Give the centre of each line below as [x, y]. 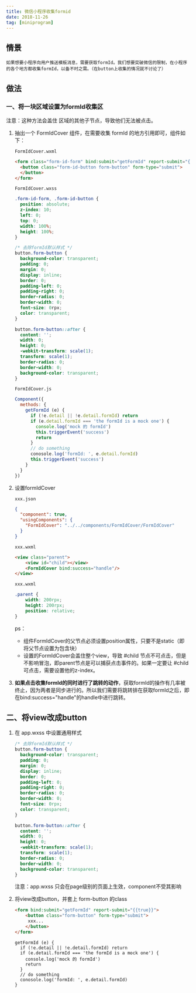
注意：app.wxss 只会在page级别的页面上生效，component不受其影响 [98, 887]
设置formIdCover [35, 487]
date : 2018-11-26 [27, 17]
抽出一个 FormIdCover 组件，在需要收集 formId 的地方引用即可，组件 [97, 133]
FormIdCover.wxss [36, 188]
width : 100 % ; [36, 226]
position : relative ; [50, 611]
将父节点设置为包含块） [51, 648]
